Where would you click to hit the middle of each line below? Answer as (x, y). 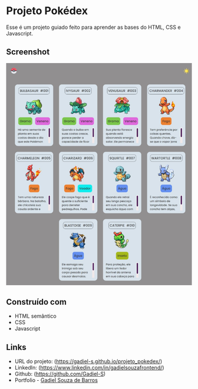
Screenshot (28, 52)
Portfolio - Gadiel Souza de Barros (56, 380)
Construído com (36, 302)
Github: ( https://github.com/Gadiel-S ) (60, 374)
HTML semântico (36, 316)
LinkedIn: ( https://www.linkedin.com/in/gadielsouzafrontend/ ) (89, 367)
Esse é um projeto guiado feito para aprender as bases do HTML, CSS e (93, 27)
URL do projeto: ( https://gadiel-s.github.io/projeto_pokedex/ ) (88, 361)
